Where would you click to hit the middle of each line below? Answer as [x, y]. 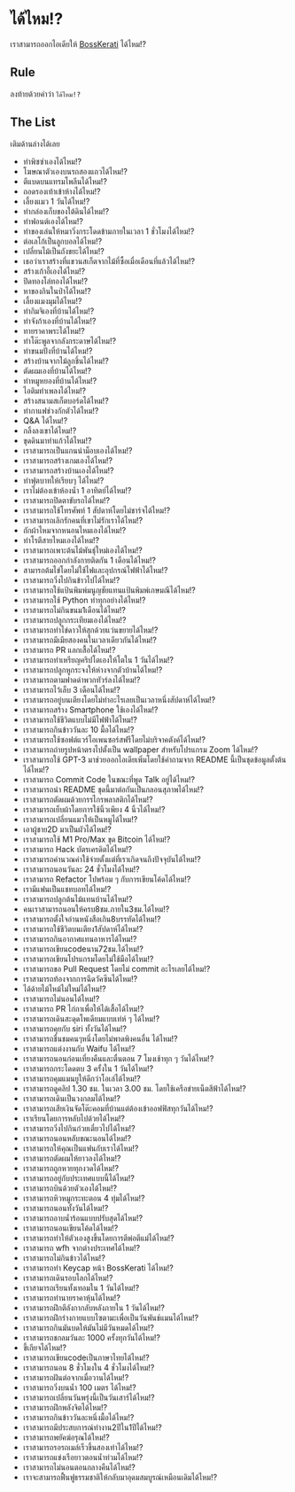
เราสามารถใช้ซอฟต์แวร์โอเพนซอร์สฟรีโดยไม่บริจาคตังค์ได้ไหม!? [114, 739]
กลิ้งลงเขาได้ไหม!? [50, 431]
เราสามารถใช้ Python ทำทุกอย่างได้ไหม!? [84, 600]
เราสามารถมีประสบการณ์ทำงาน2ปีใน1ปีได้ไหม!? [92, 1427]
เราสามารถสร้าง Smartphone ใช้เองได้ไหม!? [90, 710]
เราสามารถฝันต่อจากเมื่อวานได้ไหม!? [76, 1377]
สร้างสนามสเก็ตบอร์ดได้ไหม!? [66, 400]
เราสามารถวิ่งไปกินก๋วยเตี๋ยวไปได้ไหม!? [79, 1128]
